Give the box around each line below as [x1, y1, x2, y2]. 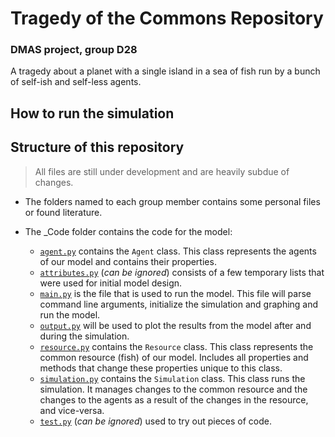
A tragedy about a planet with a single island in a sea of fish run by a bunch [10, 65, 321, 77]
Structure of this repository [10, 139, 185, 156]
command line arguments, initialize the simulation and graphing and [39, 298, 319, 310]
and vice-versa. [39, 404, 105, 416]
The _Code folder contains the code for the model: [24, 225, 233, 237]
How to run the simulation [10, 105, 175, 122]
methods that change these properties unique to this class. [39, 362, 283, 374]
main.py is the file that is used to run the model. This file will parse [39, 287, 312, 299]
